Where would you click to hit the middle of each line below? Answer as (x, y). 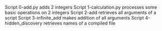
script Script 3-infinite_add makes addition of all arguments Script (75, 18)
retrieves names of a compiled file (79, 23)
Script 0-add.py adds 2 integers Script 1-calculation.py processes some (81, 7)
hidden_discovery (24, 23)
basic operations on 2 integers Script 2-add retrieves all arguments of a (80, 12)
